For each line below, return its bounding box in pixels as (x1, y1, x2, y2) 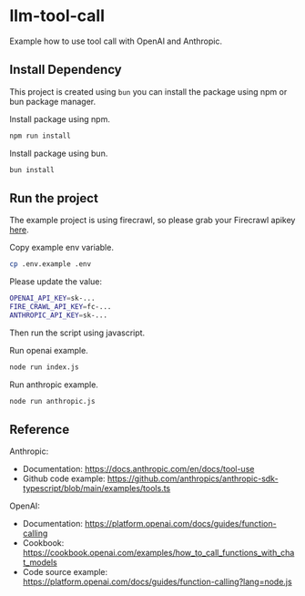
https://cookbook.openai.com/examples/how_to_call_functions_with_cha (22, 548, 295, 559)
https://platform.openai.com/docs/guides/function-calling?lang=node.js (22, 576, 293, 588)
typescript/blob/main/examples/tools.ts (22, 483, 171, 494)
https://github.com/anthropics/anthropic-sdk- (107, 473, 280, 484)
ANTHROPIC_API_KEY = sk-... (9, 311, 107, 320)
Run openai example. (9, 344, 88, 355)
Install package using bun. (9, 148, 108, 159)
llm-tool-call (9, 5, 106, 26)
